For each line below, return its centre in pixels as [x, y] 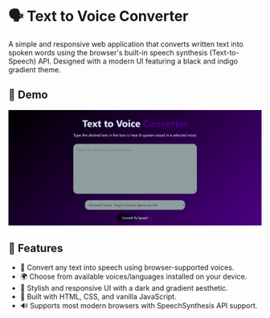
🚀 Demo [28, 95]
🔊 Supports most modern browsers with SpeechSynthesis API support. [139, 306]
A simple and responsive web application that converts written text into [126, 44]
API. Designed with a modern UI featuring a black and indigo [138, 61]
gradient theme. [35, 69]
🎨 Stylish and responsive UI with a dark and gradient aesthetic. [124, 288]
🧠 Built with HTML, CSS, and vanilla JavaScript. [98, 297]
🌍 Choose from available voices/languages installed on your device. [133, 277]
